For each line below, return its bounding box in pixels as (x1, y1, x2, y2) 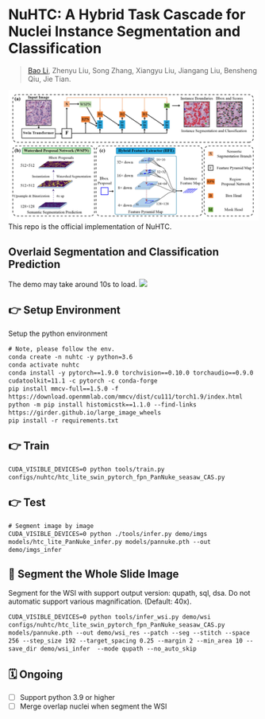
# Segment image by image (8, 522, 94, 530)
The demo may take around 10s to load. (8, 280, 137, 290)
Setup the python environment (8, 328, 108, 338)
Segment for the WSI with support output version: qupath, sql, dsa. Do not (8, 589, 251, 598)
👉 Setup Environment (8, 304, 121, 317)
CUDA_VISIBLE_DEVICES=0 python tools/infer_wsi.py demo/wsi (8, 613, 212, 621)
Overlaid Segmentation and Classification (8, 245, 220, 258)
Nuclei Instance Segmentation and (8, 22, 241, 41)
